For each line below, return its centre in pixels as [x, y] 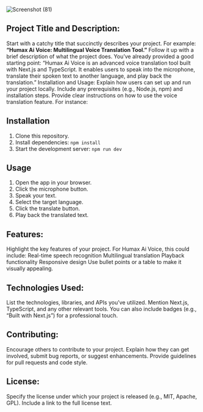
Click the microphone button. [52, 189]
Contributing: [33, 335]
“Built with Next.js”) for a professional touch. [62, 315]
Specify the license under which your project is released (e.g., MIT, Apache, [102, 396]
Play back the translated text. [52, 215]
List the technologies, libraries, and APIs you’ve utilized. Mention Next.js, [98, 303]
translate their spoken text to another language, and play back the [89, 76]
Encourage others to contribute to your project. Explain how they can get [98, 349]
